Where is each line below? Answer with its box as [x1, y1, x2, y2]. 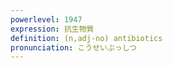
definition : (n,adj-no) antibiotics [10, 33, 163, 43]
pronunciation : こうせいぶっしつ [10, 42, 137, 53]
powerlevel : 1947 [10, 14, 83, 25]
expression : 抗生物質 [10, 24, 95, 34]
